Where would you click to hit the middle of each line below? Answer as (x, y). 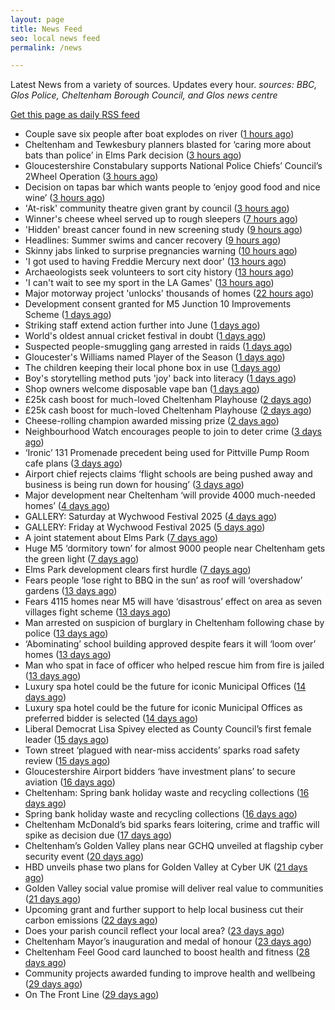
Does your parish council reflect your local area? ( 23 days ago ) (154, 931)
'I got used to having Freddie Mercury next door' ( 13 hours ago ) (155, 262)
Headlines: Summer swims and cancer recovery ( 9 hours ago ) (153, 240)
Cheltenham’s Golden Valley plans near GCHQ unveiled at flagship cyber (174, 846)
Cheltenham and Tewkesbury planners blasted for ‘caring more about (168, 145)
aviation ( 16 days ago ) (70, 782)
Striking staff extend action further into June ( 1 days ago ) (142, 325)
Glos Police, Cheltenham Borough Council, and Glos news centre (144, 95)
